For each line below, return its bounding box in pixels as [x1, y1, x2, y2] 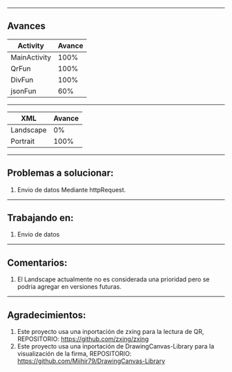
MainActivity [10, 53, 52, 62]
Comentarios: [7, 257, 68, 268]
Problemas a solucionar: [7, 167, 114, 179]
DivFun [10, 75, 34, 84]
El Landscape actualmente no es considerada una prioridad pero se [17, 275, 210, 283]
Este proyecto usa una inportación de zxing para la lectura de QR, [17, 328, 204, 336]
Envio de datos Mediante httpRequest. [17, 185, 126, 194]
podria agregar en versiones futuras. [17, 283, 122, 291]
